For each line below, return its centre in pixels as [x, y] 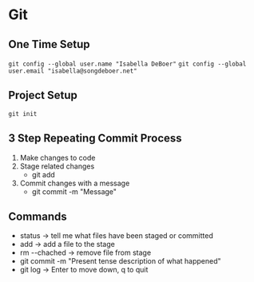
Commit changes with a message [75, 183]
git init [23, 113]
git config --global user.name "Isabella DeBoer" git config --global [127, 64]
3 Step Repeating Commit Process [95, 139]
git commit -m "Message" [74, 191]
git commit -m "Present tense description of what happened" [120, 261]
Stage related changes [57, 166]
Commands [38, 217]
